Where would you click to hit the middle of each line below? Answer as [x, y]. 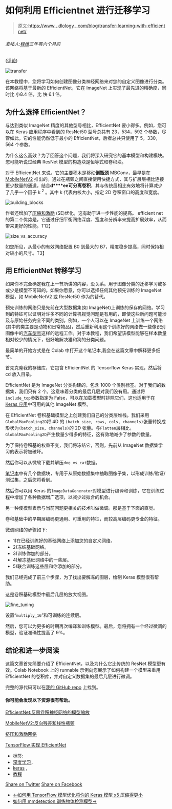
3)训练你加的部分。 [33, 553]
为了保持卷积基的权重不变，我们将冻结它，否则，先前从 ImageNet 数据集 [82, 445]
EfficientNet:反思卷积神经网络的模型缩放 [48, 712]
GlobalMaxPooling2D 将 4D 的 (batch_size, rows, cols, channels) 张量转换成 [86, 422]
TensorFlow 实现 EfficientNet [36, 745]
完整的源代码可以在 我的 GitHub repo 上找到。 [53, 688]
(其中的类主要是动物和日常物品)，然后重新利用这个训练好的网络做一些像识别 [85, 327]
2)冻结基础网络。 [31, 547]
